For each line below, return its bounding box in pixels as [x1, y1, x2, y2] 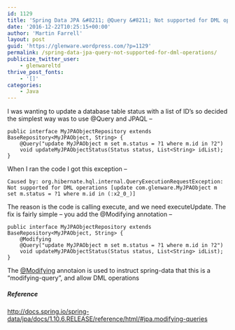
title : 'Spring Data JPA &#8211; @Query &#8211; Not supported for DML [7, 17, 220, 24]
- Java [20, 88, 39, 95]
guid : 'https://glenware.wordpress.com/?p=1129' [7, 43, 152, 50]
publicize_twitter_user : [7, 56, 80, 63]
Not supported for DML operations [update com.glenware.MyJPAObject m [7, 184, 218, 192]
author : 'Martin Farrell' [7, 29, 83, 37]
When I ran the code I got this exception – [7, 165, 127, 173]
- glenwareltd [20, 62, 61, 69]
